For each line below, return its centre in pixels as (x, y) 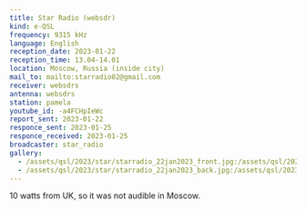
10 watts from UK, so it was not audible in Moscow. (105, 195)
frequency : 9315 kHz (49, 35)
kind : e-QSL (32, 26)
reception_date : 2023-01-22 (63, 52)
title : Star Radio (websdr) (63, 18)
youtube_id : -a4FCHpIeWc (56, 111)
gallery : (26, 153)
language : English (44, 43)
